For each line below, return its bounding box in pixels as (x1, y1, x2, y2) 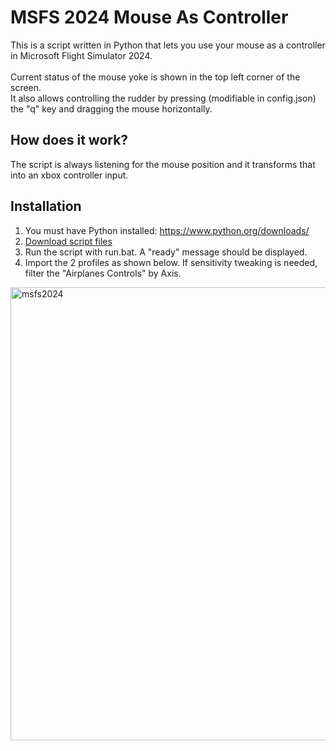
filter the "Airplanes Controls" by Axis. (24, 267, 182, 279)
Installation (10, 198, 82, 215)
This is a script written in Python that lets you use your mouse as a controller (10, 39, 326, 51)
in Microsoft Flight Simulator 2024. (10, 49, 153, 61)
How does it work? (10, 132, 129, 149)
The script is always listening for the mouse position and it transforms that (10, 158, 316, 170)
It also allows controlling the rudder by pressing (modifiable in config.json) (10, 92, 317, 104)
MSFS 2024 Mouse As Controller (10, 6, 289, 29)
